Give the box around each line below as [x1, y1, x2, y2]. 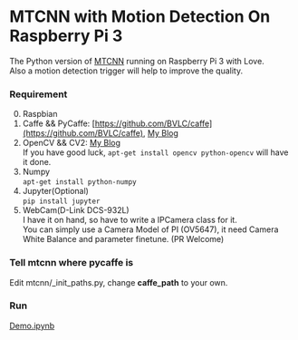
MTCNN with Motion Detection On [9, 6, 271, 27]
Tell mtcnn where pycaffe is [9, 257, 134, 269]
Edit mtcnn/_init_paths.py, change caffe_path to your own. [9, 277, 228, 287]
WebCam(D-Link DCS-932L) [22, 205, 130, 216]
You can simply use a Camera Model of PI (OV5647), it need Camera [22, 224, 279, 235]
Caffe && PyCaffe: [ [22, 118, 95, 129]
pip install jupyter [22, 197, 101, 206]
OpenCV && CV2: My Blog [22, 138, 120, 149]
